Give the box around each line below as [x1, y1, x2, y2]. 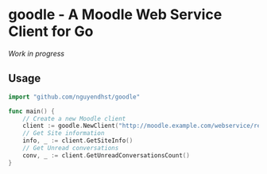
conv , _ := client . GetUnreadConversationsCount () [22, 151, 191, 160]
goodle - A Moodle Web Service [8, 6, 222, 24]
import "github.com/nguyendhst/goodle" [8, 93, 141, 101]
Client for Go [8, 22, 94, 41]
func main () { [8, 107, 56, 115]
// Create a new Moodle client [22, 114, 126, 122]
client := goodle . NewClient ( [22, 122, 119, 130]
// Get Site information [22, 130, 105, 137]
